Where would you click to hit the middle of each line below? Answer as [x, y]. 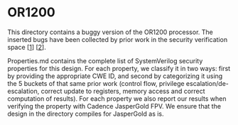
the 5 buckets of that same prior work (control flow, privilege [96, 83]
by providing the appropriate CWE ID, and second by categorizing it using [115, 76]
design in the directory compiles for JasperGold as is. [86, 114]
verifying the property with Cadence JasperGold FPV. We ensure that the [114, 106]
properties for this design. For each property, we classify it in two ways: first [119, 68]
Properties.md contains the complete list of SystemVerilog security [105, 60]
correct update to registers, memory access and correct [123, 91]
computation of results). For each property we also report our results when [117, 98]
